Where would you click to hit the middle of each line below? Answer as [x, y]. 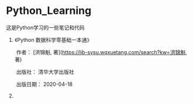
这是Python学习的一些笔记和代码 [45, 27]
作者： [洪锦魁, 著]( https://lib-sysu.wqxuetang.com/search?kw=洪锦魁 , [101, 52]
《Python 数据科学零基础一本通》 [53, 40]
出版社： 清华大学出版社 [45, 71]
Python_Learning [49, 11]
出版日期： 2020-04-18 [44, 84]
